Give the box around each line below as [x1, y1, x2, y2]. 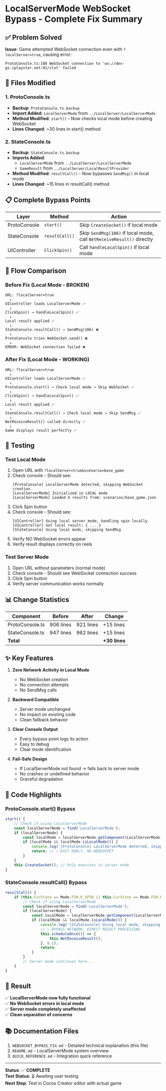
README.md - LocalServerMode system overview [12, 1048, 109, 1054]
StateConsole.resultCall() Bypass [5, 879, 87, 886]
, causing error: [40, 51, 72, 57]
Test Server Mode [5, 553, 49, 560]
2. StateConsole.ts [5, 138, 51, 145]
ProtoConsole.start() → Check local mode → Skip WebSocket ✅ [5, 384, 135, 390]
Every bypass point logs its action [19, 736, 89, 742]
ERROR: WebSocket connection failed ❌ [5, 345, 85, 350]
